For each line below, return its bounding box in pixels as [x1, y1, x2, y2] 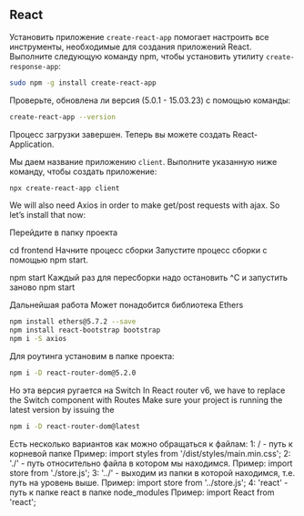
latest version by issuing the [9, 404, 115, 415]
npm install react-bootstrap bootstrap [9, 325, 161, 335]
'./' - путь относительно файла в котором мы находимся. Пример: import [9, 458, 293, 469]
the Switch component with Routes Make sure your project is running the [9, 394, 283, 405]
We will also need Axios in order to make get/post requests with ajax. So [9, 200, 280, 211]
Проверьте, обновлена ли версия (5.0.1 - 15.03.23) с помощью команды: [9, 95, 291, 106]
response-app [9, 62, 59, 71]
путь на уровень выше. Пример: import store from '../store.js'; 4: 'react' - [9, 477, 289, 488]
